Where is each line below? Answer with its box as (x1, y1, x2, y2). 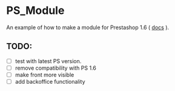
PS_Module (6, 4, 65, 18)
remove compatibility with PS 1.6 (15, 64, 97, 72)
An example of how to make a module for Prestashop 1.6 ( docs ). (6, 24, 170, 31)
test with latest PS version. (15, 57, 82, 64)
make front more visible (15, 71, 74, 78)
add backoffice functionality (15, 78, 86, 85)
